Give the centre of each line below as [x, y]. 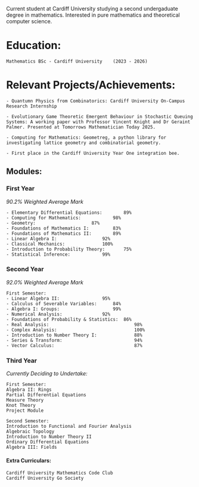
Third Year [22, 360]
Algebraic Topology [30, 432]
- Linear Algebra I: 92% [58, 238]
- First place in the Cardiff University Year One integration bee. [93, 153]
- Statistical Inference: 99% [58, 254]
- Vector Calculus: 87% [74, 345]
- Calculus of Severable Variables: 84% [63, 304]
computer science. [29, 21]
